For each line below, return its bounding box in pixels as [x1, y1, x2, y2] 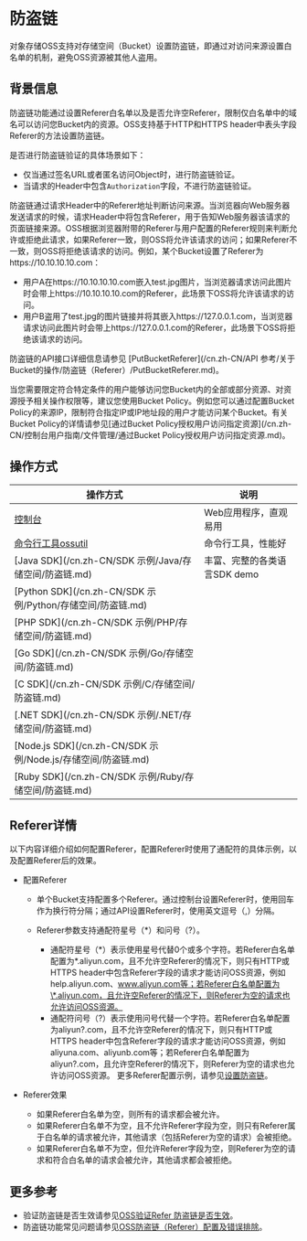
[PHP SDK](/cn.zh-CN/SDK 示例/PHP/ [14, 615, 179, 628]
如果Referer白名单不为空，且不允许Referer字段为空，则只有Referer [36, 1120, 288, 1131]
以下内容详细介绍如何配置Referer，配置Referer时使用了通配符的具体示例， [9, 843, 290, 855]
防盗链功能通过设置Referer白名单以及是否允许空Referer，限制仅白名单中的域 [9, 107, 297, 118]
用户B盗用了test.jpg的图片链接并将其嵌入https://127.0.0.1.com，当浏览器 [22, 310, 293, 321]
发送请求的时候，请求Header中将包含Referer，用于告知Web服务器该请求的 [9, 211, 291, 222]
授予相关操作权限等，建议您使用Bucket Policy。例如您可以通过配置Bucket [16, 395, 295, 406]
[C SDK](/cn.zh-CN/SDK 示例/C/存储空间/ [14, 678, 195, 690]
